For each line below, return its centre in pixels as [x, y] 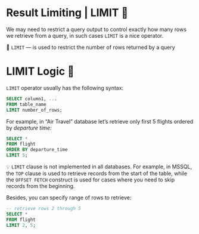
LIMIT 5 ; [17, 155]
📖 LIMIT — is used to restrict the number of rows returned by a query [91, 47]
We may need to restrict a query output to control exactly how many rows [96, 29]
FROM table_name [26, 104]
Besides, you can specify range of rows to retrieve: [69, 198]
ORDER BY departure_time [37, 150]
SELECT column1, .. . [32, 98]
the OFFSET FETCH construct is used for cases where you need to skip [90, 180]
